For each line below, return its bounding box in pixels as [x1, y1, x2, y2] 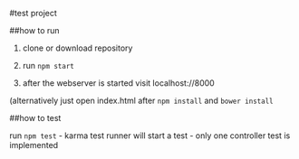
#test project [9, 8, 57, 18]
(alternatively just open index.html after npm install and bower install [9, 95, 274, 106]
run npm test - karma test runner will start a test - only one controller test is [9, 130, 291, 141]
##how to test [9, 113, 62, 123]
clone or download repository [22, 42, 133, 53]
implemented [9, 140, 59, 150]
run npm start [22, 61, 74, 70]
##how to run [9, 25, 61, 35]
